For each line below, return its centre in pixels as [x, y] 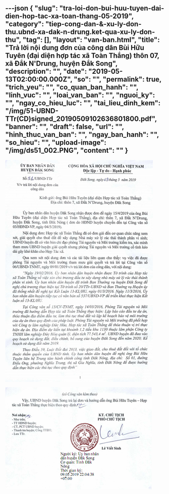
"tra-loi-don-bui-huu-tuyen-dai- [112, 8]
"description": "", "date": [46, 72]
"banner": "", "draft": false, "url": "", [65, 127]
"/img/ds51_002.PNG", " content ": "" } [67, 150]
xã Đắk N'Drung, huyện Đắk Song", [61, 63]
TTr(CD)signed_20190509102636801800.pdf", [81, 119]
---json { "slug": [32, 8]
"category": [25, 24]
